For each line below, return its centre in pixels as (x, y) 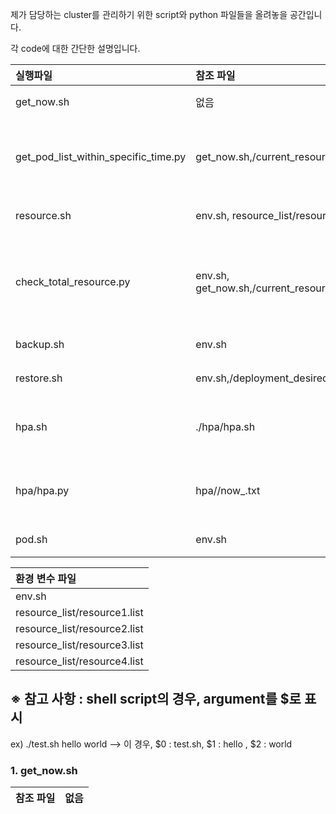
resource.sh (43, 215)
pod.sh (31, 539)
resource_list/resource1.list (79, 612)
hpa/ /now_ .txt (228, 490)
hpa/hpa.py (42, 490)
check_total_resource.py (73, 281)
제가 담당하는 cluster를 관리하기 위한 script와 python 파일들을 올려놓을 (149, 14)
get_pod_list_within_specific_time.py (101, 156)
